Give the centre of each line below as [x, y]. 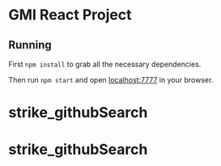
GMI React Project [70, 15]
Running [30, 45]
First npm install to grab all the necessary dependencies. [105, 64]
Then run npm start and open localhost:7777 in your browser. [111, 80]
